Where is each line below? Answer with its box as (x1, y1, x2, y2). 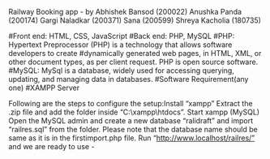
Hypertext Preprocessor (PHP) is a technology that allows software (8, 40, 233, 49)
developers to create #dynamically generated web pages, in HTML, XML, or (8, 49, 262, 58)
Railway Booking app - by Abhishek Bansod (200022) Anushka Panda (8, 7, 242, 16)
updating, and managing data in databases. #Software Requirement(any (8, 75, 249, 84)
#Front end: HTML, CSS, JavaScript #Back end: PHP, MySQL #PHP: (8, 32, 235, 41)
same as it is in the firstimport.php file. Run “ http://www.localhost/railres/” (8, 133, 255, 143)
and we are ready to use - (8, 142, 95, 151)
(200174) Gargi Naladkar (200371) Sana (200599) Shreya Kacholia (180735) (8, 15, 262, 25)
